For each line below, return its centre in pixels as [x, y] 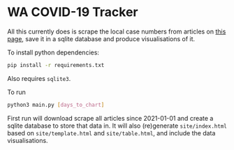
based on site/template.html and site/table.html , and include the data [111, 133]
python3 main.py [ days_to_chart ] [56, 105]
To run [17, 92]
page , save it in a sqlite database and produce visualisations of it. [101, 38]
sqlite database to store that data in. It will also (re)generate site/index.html [117, 126]
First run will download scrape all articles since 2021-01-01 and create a [110, 118]
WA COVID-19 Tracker [73, 12]
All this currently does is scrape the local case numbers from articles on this [117, 31]
